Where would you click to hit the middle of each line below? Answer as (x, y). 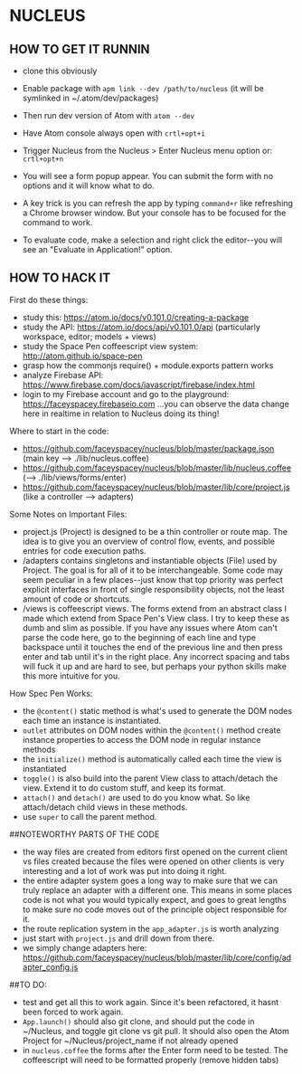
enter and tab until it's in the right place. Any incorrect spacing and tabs (156, 656)
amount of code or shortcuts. (77, 599)
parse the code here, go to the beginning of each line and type (139, 637)
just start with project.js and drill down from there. (118, 938)
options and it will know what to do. (89, 185)
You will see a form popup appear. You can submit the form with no (148, 176)
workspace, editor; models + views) (89, 337)
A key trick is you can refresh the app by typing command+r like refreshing (158, 203)
